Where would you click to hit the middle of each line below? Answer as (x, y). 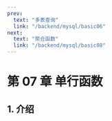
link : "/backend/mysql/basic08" (60, 45)
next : (15, 33)
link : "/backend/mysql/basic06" (60, 26)
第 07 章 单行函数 (55, 81)
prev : (15, 13)
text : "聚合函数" (36, 39)
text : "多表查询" (36, 20)
